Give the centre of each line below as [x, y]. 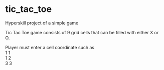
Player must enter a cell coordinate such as [50, 47]
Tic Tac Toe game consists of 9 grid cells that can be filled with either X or [82, 32]
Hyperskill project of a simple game [42, 23]
